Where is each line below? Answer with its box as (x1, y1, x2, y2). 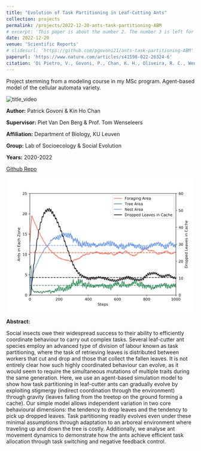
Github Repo (6, 165, 37, 172)
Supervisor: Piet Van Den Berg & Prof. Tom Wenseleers (6, 119, 143, 126)
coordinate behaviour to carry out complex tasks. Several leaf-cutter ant (6, 336, 184, 343)
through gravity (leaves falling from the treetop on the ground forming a (6, 393, 182, 401)
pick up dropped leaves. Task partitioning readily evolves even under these (6, 413, 191, 420)
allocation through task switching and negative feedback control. (6, 438, 166, 445)
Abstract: (6, 318, 31, 325)
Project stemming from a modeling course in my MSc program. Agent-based (6, 77, 195, 85)
